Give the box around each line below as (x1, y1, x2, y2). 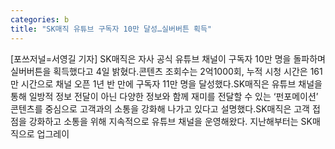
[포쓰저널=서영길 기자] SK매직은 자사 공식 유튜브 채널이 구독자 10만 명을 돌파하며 (10, 52, 326, 65)
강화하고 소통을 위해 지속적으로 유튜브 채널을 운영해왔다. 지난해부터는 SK (28, 115, 313, 127)
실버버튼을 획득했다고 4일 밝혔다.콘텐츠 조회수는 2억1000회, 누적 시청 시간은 (10, 65, 308, 77)
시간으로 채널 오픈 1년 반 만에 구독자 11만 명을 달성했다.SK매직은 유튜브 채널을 (20, 77, 323, 90)
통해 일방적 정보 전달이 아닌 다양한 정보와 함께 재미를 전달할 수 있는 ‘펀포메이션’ (10, 90, 319, 102)
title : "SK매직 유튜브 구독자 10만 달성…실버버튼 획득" (10, 24, 213, 34)
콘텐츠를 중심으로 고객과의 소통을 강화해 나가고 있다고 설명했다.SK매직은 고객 (10, 102, 310, 115)
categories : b (10, 14, 70, 25)
